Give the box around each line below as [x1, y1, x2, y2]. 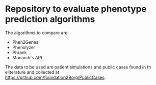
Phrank [12, 50, 27, 55]
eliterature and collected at [5, 69, 60, 75]
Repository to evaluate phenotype [5, 3, 147, 15]
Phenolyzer [12, 44, 36, 50]
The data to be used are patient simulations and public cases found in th [5, 64, 151, 70]
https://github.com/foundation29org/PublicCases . [5, 74, 106, 80]
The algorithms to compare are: [5, 30, 69, 35]
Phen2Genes [12, 39, 39, 45]
